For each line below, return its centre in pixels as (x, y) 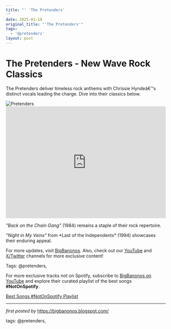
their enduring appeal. (29, 241)
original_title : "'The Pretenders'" (44, 24)
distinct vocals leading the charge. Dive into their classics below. (73, 94)
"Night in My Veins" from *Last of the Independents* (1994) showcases (81, 235)
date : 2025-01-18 (24, 19)
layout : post (20, 39)
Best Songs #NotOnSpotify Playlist (42, 296)
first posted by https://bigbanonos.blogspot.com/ (57, 311)
